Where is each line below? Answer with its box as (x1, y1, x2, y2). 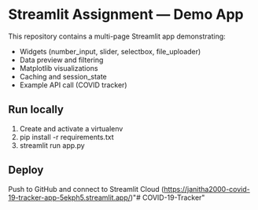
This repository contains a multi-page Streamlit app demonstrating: (8, 31, 226, 41)
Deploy (8, 164, 44, 177)
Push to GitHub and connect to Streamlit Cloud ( (8, 184, 164, 193)
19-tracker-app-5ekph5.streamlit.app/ (8, 193, 131, 202)
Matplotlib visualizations (19, 63, 98, 72)
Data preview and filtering (19, 55, 104, 64)
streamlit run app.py (19, 140, 85, 150)
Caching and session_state (19, 72, 108, 81)
